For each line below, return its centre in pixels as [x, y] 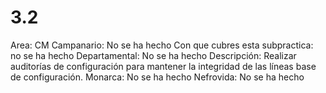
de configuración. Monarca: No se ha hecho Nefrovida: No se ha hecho [157, 77]
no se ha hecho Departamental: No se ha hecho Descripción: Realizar [153, 55]
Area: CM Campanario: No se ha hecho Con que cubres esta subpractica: [162, 45]
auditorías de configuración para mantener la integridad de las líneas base [163, 66]
